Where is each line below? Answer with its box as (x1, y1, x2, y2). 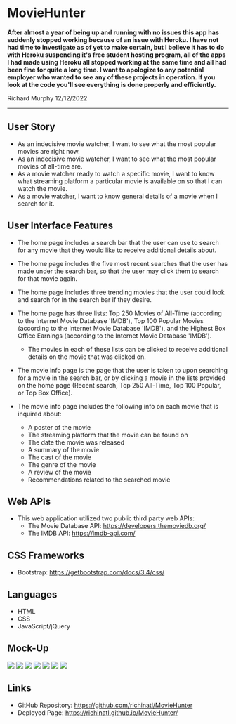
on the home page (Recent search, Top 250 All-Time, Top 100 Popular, (17, 381, 221, 389)
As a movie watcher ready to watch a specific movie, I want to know (17, 169, 215, 178)
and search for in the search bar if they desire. (17, 295, 152, 303)
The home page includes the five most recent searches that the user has (17, 259, 228, 268)
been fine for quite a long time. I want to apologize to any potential (7, 65, 204, 74)
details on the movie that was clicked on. (27, 353, 146, 361)
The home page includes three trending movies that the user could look (17, 288, 225, 296)
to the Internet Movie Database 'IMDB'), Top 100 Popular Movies (17, 316, 204, 324)
